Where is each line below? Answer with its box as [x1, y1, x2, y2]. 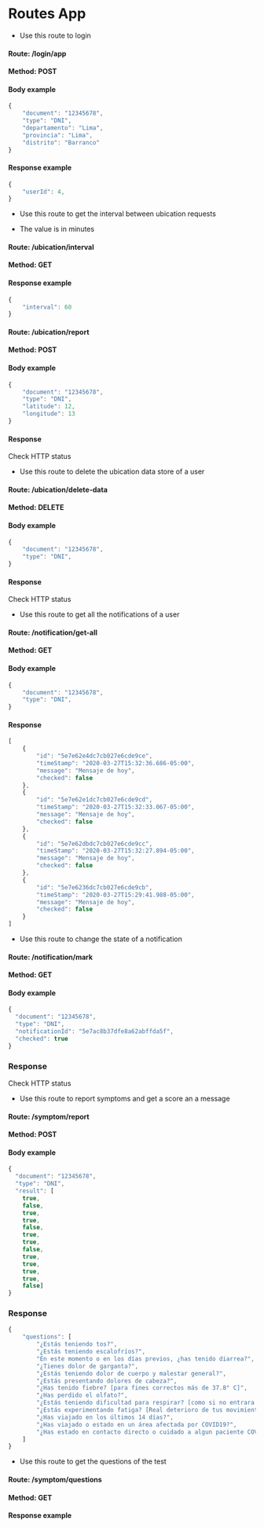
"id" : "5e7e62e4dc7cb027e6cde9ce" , [36, 752, 153, 760]
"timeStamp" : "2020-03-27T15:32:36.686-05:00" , [36, 759, 195, 767]
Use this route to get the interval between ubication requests [19, 209, 216, 218]
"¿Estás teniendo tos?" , [36, 1340, 118, 1348]
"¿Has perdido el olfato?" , [36, 1391, 128, 1399]
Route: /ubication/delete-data [8, 485, 108, 494]
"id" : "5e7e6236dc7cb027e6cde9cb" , [36, 883, 153, 892]
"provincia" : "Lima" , [22, 131, 93, 139]
